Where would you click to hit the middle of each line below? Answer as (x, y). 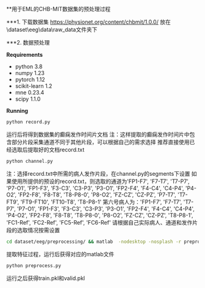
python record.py (28, 122)
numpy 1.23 (30, 73)
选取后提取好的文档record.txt (48, 149)
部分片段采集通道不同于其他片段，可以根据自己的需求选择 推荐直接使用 (100, 142)
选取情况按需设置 (38, 230)
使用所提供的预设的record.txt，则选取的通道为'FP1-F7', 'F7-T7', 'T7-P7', (101, 181)
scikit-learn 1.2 (34, 86)
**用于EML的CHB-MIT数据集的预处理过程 (59, 9)
